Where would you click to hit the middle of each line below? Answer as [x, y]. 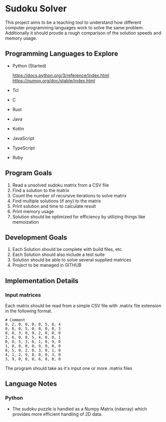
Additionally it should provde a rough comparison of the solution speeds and [83, 33]
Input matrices [23, 295]
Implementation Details [42, 281]
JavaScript [23, 138]
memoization [26, 222]
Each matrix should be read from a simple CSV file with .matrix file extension [83, 306]
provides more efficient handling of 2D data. [57, 414]
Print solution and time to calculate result [54, 206]
